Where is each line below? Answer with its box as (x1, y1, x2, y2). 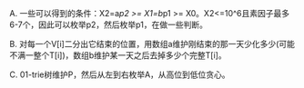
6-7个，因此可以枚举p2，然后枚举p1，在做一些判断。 (9, 19, 208, 30)
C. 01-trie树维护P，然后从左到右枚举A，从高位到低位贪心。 (9, 69, 230, 80)
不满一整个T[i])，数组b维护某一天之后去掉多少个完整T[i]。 (9, 50, 227, 61)
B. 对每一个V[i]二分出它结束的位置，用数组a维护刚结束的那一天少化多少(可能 (9, 39, 296, 49)
